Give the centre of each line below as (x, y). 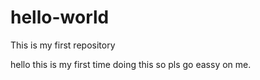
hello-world (60, 17)
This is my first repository (63, 45)
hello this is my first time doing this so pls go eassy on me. (131, 64)
